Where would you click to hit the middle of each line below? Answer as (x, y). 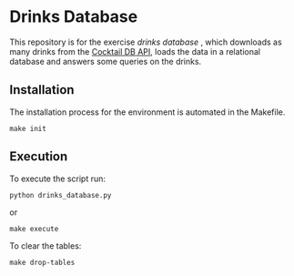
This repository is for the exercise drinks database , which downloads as (146, 42)
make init (28, 128)
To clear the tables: (46, 245)
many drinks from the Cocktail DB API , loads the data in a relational (135, 51)
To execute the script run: (58, 179)
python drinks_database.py (61, 195)
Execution (39, 157)
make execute (34, 229)
